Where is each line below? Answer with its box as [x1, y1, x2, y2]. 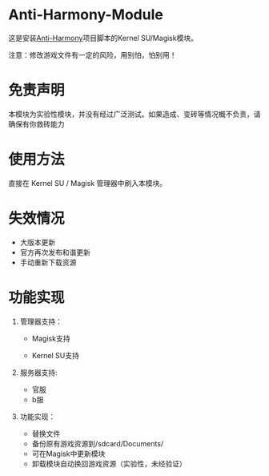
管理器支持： [19, 317, 62, 326]
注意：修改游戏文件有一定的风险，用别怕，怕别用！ [8, 50, 177, 59]
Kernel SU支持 [31, 350, 80, 360]
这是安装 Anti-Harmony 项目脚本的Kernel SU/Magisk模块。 [8, 33, 199, 42]
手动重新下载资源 [19, 257, 77, 267]
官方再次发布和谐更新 [19, 247, 90, 257]
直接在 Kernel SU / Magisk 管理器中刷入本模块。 [8, 178, 167, 188]
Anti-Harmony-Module [8, 6, 164, 24]
